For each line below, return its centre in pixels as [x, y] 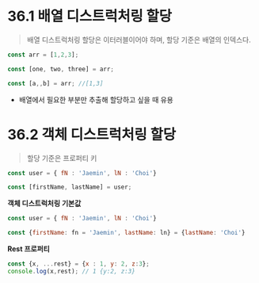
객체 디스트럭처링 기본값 [44, 204]
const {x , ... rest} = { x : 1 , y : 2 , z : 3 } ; [78, 264]
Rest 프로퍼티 [29, 249]
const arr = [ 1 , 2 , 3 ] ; [43, 55]
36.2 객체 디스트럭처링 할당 [91, 134]
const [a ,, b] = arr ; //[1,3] [55, 83]
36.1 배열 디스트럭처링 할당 [90, 16]
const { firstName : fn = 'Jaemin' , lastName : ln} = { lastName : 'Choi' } [126, 233]
